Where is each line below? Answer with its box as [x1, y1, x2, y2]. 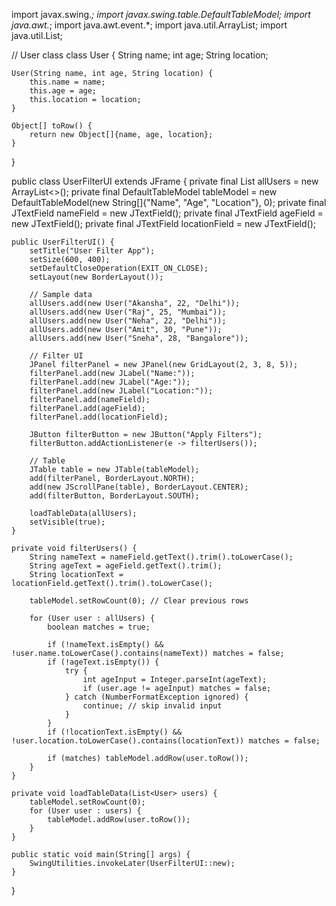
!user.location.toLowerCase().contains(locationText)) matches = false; [11, 736, 321, 746]
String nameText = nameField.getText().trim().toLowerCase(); [29, 552, 294, 562]
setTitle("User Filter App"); [29, 246, 156, 256]
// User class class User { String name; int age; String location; [11, 49, 269, 61]
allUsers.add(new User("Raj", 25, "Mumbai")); [29, 307, 227, 317]
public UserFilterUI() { [11, 237, 115, 247]
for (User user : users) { [29, 806, 142, 816]
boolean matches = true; [47, 622, 151, 632]
